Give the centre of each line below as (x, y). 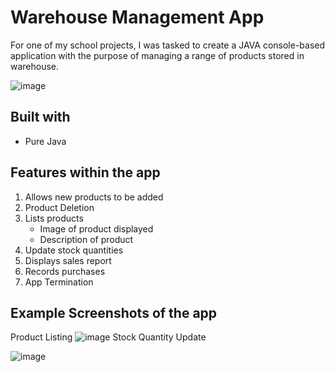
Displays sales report (68, 260)
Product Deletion (59, 207)
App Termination (59, 282)
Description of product (86, 239)
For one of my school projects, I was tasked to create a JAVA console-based (168, 45)
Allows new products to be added (94, 197)
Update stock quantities (74, 250)
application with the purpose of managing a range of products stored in (157, 55)
